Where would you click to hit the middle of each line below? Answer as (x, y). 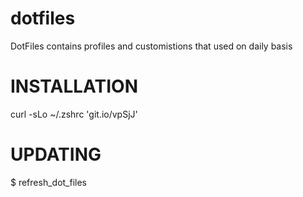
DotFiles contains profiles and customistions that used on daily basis (151, 46)
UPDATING (56, 154)
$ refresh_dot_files (49, 182)
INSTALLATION (74, 86)
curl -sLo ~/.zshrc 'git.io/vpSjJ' (74, 114)
